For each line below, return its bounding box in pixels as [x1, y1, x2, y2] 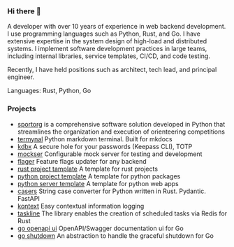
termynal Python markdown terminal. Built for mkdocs [17, 134, 173, 143]
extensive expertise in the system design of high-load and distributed [7, 37, 207, 45]
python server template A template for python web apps [17, 179, 180, 188]
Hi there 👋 [7, 6, 42, 16]
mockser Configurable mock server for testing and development [17, 150, 203, 158]
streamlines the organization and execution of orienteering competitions [17, 127, 226, 136]
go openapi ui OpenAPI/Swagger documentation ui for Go [17, 224, 184, 232]
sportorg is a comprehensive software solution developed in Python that [17, 120, 226, 128]
